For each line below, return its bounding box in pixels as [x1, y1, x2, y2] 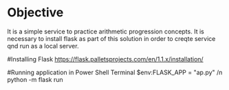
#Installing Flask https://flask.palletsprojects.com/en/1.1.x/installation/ [7, 55, 204, 63]
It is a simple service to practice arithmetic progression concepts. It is [7, 27, 204, 35]
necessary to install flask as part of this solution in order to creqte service [7, 34, 216, 42]
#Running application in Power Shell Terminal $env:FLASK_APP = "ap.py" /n [7, 68, 223, 76]
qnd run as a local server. [7, 42, 79, 50]
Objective [7, 5, 64, 20]
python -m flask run [7, 75, 63, 83]
